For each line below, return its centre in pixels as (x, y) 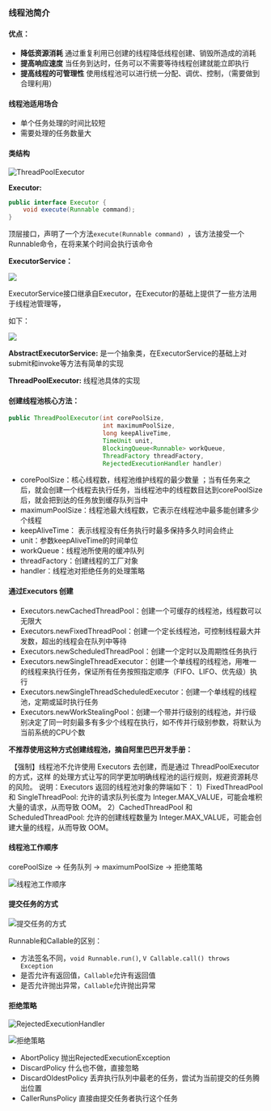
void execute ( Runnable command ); (79, 210)
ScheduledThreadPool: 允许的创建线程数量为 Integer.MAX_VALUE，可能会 (131, 817)
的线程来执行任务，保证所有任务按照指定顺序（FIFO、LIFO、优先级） (135, 671)
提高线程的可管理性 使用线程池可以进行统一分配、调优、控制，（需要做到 (140, 74)
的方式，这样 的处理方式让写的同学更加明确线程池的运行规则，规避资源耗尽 (133, 777)
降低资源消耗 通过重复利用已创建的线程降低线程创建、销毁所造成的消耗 (138, 53)
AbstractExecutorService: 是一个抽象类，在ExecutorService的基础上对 (128, 353)
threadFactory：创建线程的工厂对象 (79, 561)
